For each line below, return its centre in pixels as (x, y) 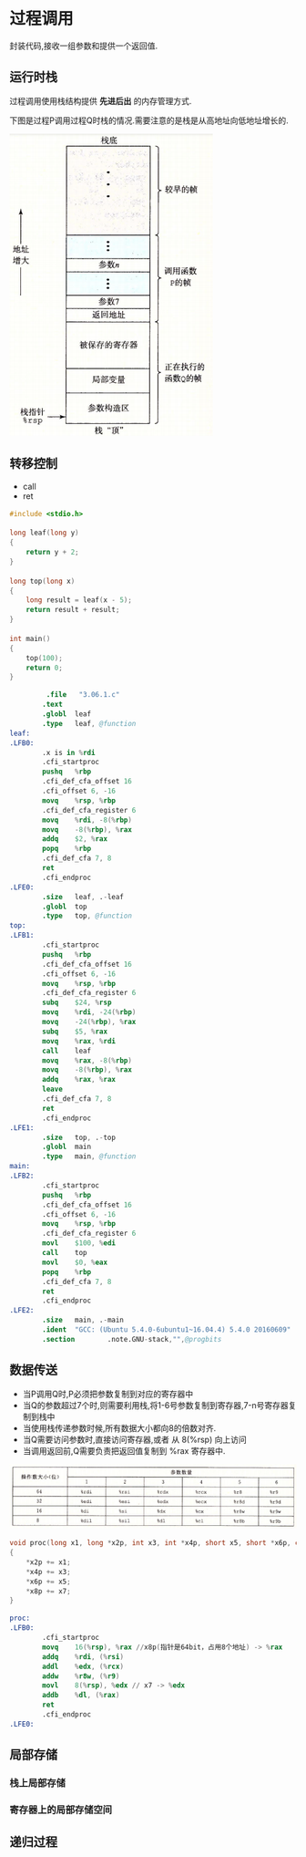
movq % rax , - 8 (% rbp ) (87, 1060)
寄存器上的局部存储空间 (61, 1810)
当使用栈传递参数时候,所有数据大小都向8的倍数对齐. (119, 1427)
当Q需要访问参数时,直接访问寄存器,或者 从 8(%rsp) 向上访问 (135, 1439)
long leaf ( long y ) (44, 533)
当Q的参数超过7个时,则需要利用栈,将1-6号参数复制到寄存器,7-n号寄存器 (155, 1405)
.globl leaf (67, 714)
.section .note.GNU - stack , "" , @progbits (132, 1339)
